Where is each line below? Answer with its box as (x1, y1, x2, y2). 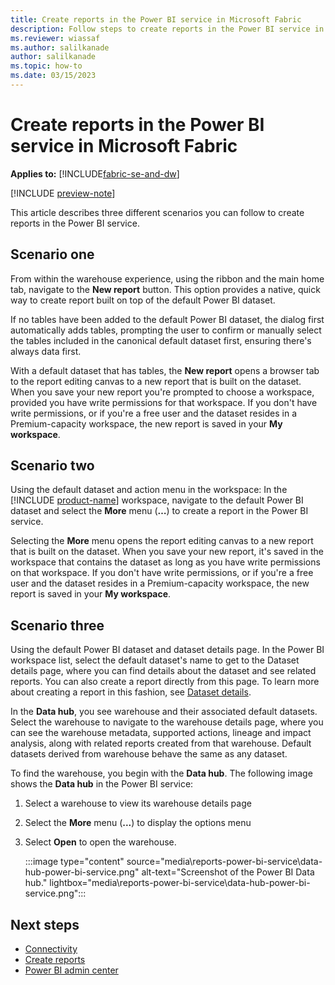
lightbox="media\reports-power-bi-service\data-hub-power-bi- (49, 877, 311, 889)
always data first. (10, 345, 82, 357)
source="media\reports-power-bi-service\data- (126, 856, 323, 868)
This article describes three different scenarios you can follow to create (10, 206, 305, 218)
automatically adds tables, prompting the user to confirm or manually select (10, 324, 322, 336)
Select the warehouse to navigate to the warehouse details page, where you (10, 716, 324, 728)
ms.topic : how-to (10, 61, 83, 71)
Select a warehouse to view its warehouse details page (24, 797, 252, 810)
